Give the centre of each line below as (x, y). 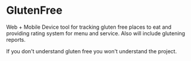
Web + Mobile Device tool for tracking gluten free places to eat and (89, 27)
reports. (16, 39)
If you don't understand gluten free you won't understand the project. (92, 51)
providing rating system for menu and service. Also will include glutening (96, 33)
